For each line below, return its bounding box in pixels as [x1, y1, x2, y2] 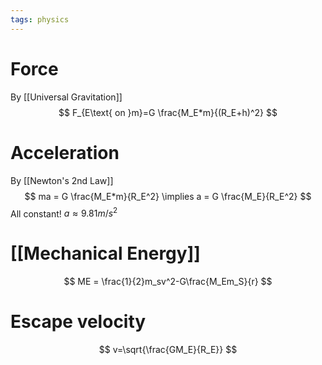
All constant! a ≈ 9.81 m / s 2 [10, 206, 118, 220]
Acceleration [10, 141, 120, 164]
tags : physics [10, 14, 70, 25]
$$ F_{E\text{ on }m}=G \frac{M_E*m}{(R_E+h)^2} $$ [58, 106, 278, 118]
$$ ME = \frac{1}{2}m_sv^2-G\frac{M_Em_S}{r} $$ [63, 276, 273, 288]
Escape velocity [10, 311, 147, 333]
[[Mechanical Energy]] [10, 242, 201, 265]
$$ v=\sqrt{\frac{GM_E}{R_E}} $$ [98, 344, 238, 356]
